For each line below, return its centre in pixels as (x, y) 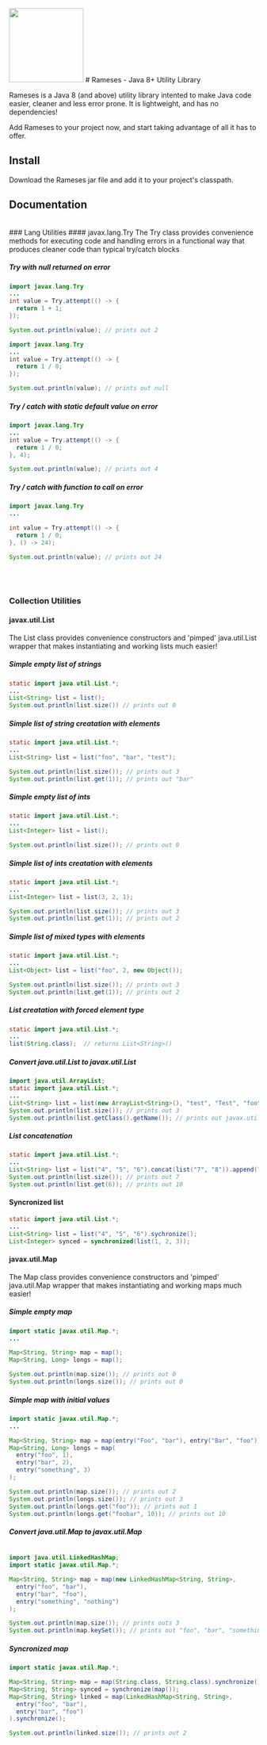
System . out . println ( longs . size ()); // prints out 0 (96, 1382)
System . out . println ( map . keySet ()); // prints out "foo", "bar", (117, 1631)
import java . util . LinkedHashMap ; (64, 1558)
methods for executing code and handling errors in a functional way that (127, 240)
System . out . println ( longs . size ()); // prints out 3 (96, 1499)
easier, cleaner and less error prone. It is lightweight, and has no (114, 103)
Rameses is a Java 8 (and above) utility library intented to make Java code (130, 95)
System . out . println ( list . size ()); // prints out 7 (94, 1177)
